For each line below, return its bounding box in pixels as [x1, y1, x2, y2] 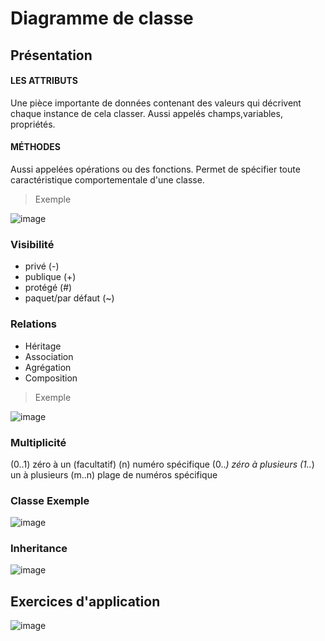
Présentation [10, 47, 93, 64]
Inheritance [10, 542, 68, 556]
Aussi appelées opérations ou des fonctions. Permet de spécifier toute [10, 163, 301, 175]
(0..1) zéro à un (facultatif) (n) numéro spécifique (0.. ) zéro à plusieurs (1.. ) [10, 458, 315, 470]
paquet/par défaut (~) [24, 292, 115, 304]
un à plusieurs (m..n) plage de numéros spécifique [10, 468, 218, 481]
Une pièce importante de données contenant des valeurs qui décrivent [10, 97, 302, 109]
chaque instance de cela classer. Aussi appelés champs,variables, [10, 107, 283, 119]
